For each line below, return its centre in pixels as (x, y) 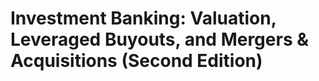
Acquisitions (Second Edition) (136, 61)
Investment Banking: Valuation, (143, 18)
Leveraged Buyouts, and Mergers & (160, 39)
